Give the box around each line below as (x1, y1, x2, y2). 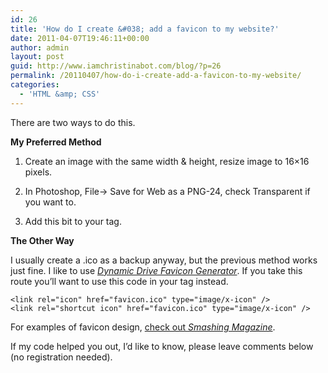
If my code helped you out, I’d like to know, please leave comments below (10, 340, 314, 352)
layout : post (10, 52, 65, 62)
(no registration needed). (10, 351, 113, 363)
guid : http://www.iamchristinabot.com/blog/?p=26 (10, 61, 222, 71)
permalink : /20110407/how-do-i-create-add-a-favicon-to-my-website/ (10, 71, 302, 81)
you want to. (24, 196, 77, 208)
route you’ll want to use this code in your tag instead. (10, 275, 229, 287)
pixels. (24, 166, 53, 178)
